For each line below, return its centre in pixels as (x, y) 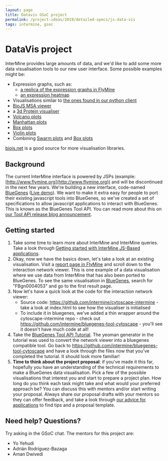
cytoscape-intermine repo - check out (60, 318)
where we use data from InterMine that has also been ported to (79, 275)
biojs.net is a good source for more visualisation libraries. (65, 148)
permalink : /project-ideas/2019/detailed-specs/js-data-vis (71, 19)
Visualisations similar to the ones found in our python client (75, 100)
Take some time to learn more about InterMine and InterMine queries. (86, 242)
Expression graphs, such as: (42, 84)
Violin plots (24, 133)
